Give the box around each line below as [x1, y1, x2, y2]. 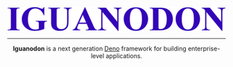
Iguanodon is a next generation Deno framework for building [12, 44, 187, 53]
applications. [105, 52, 143, 60]
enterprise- [187, 44, 221, 53]
